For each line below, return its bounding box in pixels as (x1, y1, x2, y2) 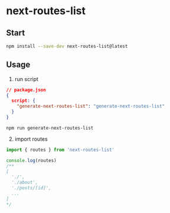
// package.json (6, 87, 46, 93)
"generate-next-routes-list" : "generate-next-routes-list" (17, 104, 165, 109)
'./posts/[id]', (11, 185, 51, 191)
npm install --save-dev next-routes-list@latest (6, 43, 128, 49)
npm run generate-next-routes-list (6, 125, 94, 131)
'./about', (11, 179, 38, 186)
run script (14, 75, 38, 82)
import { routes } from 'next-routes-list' (6, 147, 115, 153)
